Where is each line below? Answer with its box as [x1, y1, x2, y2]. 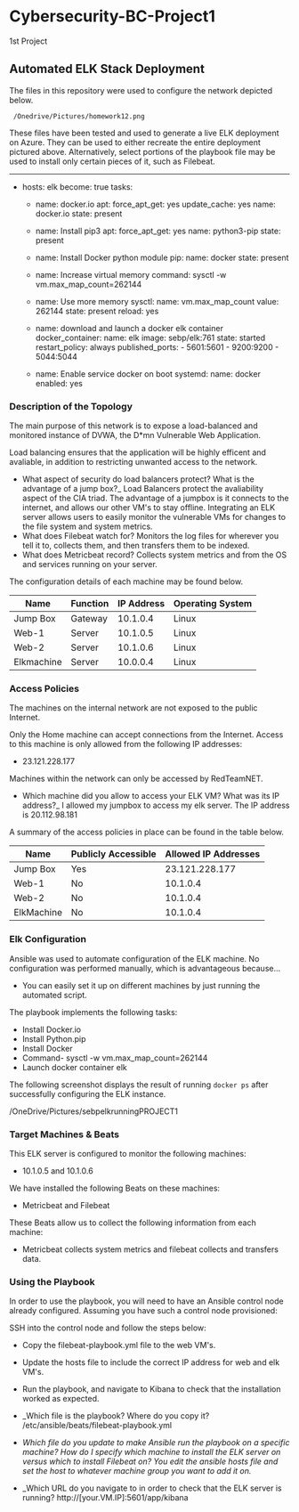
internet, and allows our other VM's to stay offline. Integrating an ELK [21, 502, 276, 513]
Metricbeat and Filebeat [21, 1199, 110, 1210]
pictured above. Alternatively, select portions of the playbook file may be [9, 146, 276, 157]
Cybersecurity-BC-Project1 [9, 6, 216, 27]
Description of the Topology [9, 400, 133, 412]
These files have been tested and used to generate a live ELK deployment [9, 127, 279, 138]
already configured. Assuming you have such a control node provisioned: [9, 1305, 278, 1316]
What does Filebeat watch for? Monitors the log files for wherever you [21, 531, 279, 541]
